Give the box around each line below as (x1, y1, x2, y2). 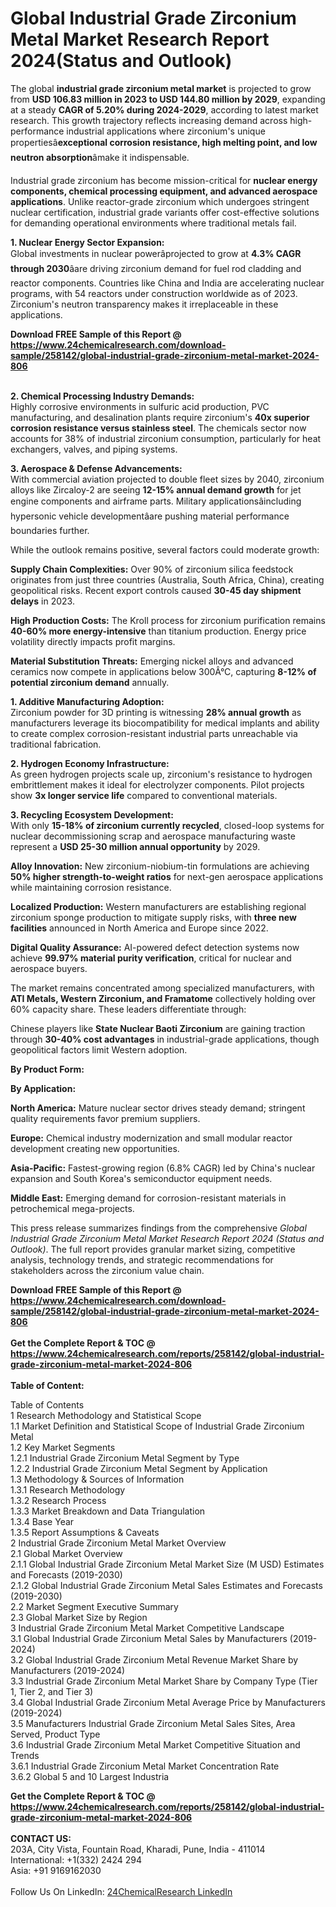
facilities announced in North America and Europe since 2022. (10, 922, 269, 934)
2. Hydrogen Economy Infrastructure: (10, 757, 170, 769)
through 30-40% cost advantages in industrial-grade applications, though (10, 1033, 320, 1045)
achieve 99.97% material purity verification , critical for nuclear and (10, 952, 292, 964)
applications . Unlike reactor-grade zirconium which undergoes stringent (10, 195, 310, 207)
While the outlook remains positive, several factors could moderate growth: (10, 543, 320, 556)
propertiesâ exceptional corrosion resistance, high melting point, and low (10, 136, 318, 148)
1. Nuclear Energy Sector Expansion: (10, 236, 165, 248)
